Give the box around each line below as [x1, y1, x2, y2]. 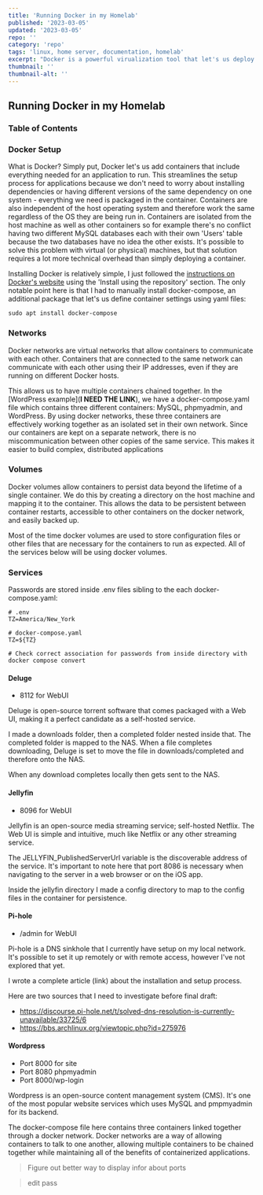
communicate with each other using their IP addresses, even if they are [8, 362, 239, 372]
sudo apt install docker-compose [8, 309, 118, 317]
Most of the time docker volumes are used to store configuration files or [8, 531, 241, 540]
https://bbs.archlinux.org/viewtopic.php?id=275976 [19, 1023, 186, 1032]
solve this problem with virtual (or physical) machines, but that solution [8, 246, 237, 255]
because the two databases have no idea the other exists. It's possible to [8, 237, 245, 246]
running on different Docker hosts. [8, 371, 119, 380]
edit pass [27, 1178, 57, 1187]
